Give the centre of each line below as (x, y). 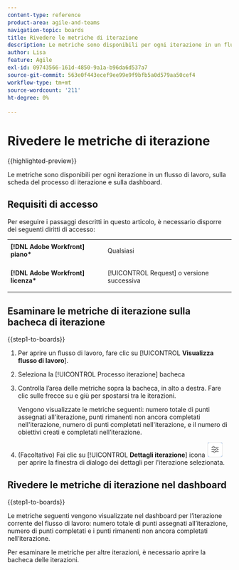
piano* (21, 254)
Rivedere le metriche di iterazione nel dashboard (117, 485)
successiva (124, 280)
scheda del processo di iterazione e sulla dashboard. (85, 182)
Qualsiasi (121, 250)
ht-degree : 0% (28, 97)
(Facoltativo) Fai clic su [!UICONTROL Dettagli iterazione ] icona (111, 455)
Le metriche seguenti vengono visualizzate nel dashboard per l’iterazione (115, 516)
